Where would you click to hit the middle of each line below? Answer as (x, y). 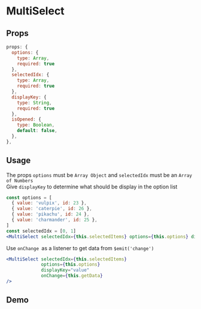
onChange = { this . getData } (72, 276)
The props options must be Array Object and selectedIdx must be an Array (99, 175)
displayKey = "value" (65, 270)
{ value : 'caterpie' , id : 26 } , (52, 209)
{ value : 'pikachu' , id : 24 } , (51, 214)
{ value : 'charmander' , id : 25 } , (54, 220)
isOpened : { (27, 119)
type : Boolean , (36, 125)
